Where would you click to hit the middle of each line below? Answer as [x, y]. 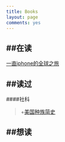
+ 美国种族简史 [38, 112]
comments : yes [24, 22]
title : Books [22, 12]
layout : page [22, 17]
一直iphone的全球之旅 [33, 63]
